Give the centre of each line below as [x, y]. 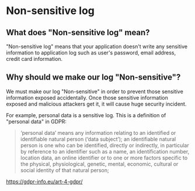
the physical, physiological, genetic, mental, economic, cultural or [99, 164]
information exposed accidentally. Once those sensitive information [87, 97]
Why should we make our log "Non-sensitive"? [93, 77]
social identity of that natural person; [65, 170]
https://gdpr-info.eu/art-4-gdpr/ [44, 181]
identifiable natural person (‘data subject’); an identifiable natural [98, 139]
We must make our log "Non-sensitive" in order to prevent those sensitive [95, 91]
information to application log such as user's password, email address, [91, 53]
